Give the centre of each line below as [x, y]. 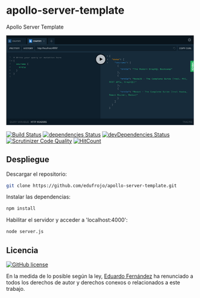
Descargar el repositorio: [37, 174]
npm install [21, 209]
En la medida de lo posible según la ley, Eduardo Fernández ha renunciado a [100, 276]
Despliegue [28, 159]
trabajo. [16, 289]
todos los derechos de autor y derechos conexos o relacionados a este [93, 283]
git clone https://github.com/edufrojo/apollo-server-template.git [92, 185]
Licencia [22, 250]
